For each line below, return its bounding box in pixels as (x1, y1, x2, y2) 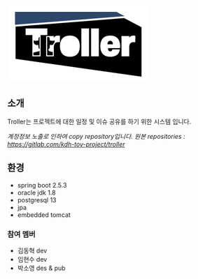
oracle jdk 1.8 (17, 188, 56, 197)
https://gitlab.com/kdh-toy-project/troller (7, 139, 125, 148)
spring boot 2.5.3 (17, 181, 67, 189)
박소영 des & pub (17, 264, 66, 272)
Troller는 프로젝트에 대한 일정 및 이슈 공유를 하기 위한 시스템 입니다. (7, 117, 192, 126)
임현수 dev (17, 255, 48, 263)
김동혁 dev (17, 246, 48, 255)
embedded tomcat (17, 211, 71, 219)
